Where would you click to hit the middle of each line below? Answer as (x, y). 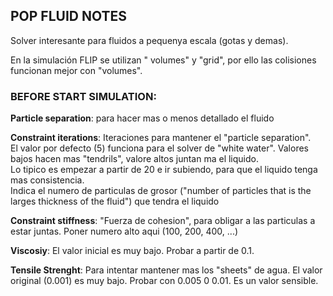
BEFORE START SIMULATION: (83, 96)
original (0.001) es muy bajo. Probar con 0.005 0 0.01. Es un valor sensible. (164, 281)
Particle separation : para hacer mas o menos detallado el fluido (142, 118)
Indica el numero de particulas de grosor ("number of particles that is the (161, 191)
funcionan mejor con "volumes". (76, 70)
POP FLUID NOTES (69, 16)
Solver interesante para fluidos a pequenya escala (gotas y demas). (149, 40)
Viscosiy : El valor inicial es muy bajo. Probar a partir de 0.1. (132, 251)
